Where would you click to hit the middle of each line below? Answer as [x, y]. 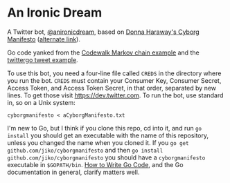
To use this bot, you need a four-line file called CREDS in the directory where [114, 73]
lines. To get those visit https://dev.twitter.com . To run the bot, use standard [115, 95]
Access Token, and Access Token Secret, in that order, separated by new [112, 88]
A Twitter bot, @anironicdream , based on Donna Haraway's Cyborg [103, 32]
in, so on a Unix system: [41, 102]
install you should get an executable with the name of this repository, [108, 135]
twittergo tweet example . [43, 59]
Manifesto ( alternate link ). [44, 39]
